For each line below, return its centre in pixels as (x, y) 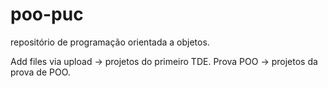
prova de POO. (40, 72)
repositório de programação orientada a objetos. (110, 42)
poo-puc (47, 14)
